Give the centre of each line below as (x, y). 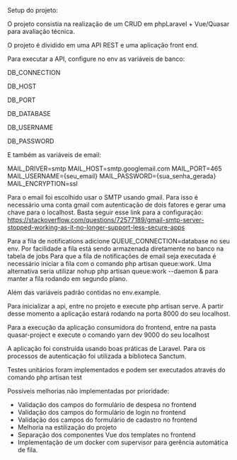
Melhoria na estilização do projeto (67, 427)
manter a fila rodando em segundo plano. (68, 278)
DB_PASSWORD (31, 141)
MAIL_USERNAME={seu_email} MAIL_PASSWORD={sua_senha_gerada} (112, 176)
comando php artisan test (45, 377)
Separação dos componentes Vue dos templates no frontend (106, 435)
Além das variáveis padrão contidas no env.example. (84, 292)
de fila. (28, 450)
